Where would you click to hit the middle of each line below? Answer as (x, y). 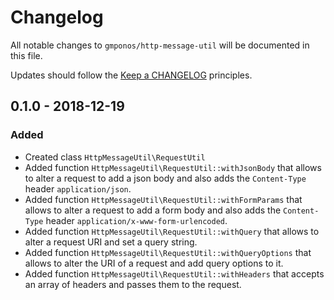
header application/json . (78, 188)
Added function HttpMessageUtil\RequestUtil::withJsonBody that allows (173, 167)
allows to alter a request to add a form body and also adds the (153, 210)
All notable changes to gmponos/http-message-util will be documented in (160, 45)
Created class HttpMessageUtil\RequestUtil (115, 157)
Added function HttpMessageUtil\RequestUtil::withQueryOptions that (168, 252)
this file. (26, 55)
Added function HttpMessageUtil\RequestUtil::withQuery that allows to (172, 231)
